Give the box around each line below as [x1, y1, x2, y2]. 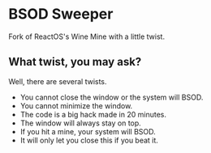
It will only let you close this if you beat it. [19, 135, 158, 145]
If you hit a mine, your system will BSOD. [19, 126, 156, 136]
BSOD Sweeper [8, 5, 114, 23]
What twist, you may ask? [8, 55, 142, 69]
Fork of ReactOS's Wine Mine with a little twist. [8, 32, 165, 41]
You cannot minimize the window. [19, 100, 133, 110]
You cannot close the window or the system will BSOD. [19, 92, 204, 102]
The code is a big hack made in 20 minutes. [19, 109, 166, 119]
